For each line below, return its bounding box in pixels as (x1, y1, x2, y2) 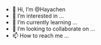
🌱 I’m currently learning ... (12, 19, 78, 26)
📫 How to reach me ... (12, 32, 69, 39)
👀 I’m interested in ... (12, 12, 64, 19)
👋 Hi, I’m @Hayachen (12, 6, 65, 13)
